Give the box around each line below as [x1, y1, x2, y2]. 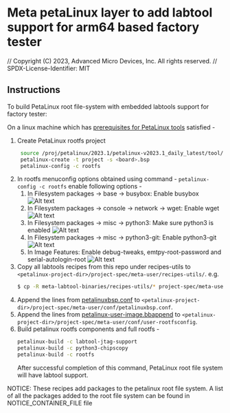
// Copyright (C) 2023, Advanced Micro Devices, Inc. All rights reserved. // [7, 56, 218, 65]
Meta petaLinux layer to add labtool [7, 5, 213, 21]
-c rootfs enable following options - [38, 182, 142, 191]
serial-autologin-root [27, 255, 87, 264]
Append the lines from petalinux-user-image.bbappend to [16, 310, 181, 319]
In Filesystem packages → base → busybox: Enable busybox [27, 189, 199, 198]
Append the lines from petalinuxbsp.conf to [16, 296, 141, 304]
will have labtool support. [16, 370, 89, 379]
